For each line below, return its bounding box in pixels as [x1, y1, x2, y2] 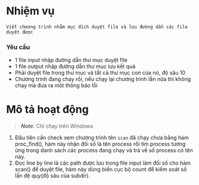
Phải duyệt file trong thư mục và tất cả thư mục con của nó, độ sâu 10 [14, 69, 186, 76]
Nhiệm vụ [6, 4, 55, 18]
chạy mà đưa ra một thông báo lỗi [14, 82, 98, 89]
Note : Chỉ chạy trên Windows [20, 122, 94, 129]
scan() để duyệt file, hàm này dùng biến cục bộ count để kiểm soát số [14, 166, 187, 173]
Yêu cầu [6, 43, 30, 51]
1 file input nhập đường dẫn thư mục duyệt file [14, 57, 128, 64]
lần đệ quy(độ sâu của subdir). [14, 172, 91, 180]
